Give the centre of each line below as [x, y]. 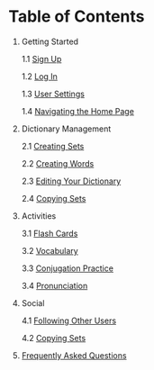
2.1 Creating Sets [53, 146]
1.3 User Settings [53, 94]
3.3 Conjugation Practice [68, 268]
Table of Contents [77, 17]
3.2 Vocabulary [50, 250]
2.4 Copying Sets [54, 198]
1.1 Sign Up [41, 59]
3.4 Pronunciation [54, 285]
